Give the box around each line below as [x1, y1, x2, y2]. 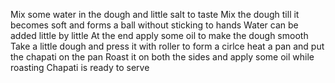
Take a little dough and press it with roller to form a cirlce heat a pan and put [10, 40, 325, 52]
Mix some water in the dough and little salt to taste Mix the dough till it [10, 9, 300, 20]
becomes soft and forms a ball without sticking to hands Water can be [10, 19, 299, 31]
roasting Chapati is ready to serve [10, 62, 150, 73]
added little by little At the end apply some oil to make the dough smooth [10, 30, 309, 41]
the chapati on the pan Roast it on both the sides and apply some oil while [10, 51, 315, 63]
